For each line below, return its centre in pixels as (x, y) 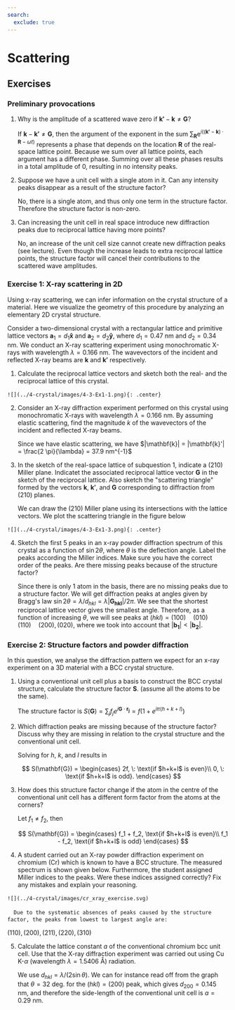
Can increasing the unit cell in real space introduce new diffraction (113, 222)
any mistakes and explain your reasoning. (78, 884)
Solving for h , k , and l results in (62, 755)
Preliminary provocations (52, 104)
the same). (33, 696)
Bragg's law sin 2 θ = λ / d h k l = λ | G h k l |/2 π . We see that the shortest (113, 602)
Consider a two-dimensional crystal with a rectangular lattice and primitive (115, 328)
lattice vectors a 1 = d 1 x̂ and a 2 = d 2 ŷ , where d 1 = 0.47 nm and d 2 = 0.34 (112, 336)
